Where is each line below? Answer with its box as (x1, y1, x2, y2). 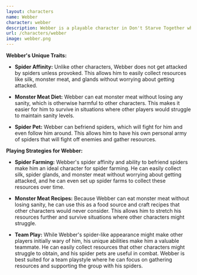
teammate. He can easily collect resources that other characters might (14, 244, 185, 250)
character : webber (6, 19, 51, 25)
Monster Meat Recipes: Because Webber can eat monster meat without (14, 195, 189, 202)
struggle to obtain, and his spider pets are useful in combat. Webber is (14, 250, 185, 257)
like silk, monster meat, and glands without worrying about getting (14, 76, 175, 83)
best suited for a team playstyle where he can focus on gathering (14, 256, 172, 263)
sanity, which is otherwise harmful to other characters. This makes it (14, 100, 180, 106)
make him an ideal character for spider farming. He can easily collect (14, 165, 182, 172)
